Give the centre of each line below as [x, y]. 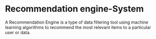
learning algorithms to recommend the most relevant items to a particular [78, 27]
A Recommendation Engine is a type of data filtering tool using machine [77, 22]
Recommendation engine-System [75, 9]
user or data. [18, 32]
